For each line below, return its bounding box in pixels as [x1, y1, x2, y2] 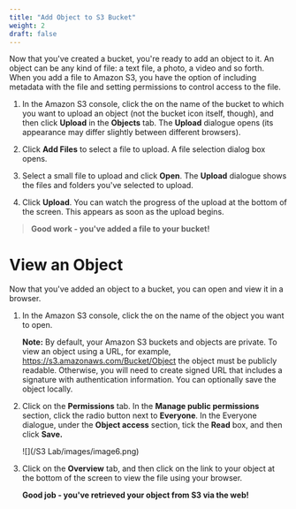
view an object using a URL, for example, [21, 346, 171, 357]
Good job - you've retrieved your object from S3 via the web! [21, 490, 249, 500]
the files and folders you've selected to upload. [21, 180, 194, 191]
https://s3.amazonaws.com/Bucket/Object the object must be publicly [21, 355, 277, 367]
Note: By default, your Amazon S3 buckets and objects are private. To [21, 337, 277, 347]
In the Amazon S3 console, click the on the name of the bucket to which [21, 99, 285, 110]
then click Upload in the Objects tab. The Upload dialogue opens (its [21, 118, 274, 128]
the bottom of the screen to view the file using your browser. [21, 473, 243, 483]
